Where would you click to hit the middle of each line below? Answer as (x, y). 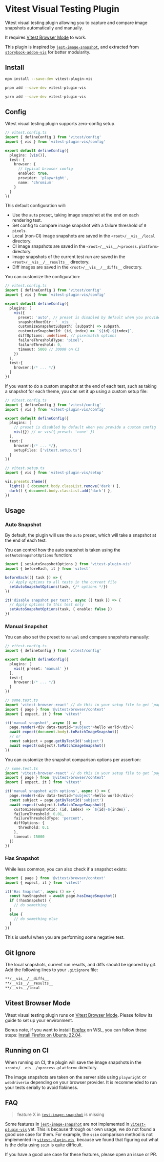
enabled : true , (33, 173)
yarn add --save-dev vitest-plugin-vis (46, 97)
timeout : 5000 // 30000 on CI (49, 349)
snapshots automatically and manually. (44, 27)
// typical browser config (45, 169)
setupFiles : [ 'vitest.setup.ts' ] (48, 450)
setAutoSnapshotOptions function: (39, 555)
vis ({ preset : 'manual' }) (41, 668)
